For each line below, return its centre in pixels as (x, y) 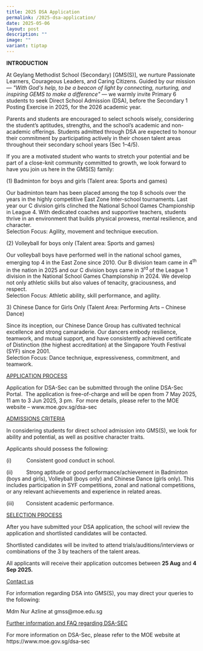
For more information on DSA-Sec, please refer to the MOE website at (93, 635)
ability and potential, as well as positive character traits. (75, 437)
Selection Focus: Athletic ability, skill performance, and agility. (84, 295)
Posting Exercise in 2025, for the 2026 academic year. (74, 107)
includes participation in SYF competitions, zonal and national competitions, (101, 485)
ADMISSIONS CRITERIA (36, 419)
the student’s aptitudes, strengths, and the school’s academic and (88, 125)
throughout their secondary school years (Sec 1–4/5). (73, 144)
